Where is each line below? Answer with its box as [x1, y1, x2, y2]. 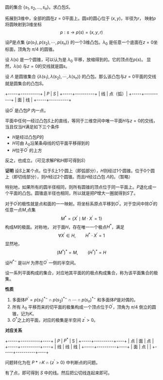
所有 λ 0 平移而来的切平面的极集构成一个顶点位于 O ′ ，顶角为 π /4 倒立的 [12, 303, 152, 311]
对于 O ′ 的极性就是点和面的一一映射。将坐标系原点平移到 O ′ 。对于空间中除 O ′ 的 [5, 200, 158, 206]
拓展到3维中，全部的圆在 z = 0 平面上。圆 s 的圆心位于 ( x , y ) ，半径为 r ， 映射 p [5, 15, 156, 21]
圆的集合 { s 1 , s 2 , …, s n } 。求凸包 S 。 [5, 4, 73, 11]
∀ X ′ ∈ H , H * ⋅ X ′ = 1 [58, 232, 105, 238]
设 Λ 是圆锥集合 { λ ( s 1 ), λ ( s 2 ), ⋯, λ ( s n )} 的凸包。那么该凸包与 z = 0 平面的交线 [5, 74, 157, 81]
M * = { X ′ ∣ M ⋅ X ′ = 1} [61, 215, 102, 222]
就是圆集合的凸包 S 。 [5, 80, 46, 86]
